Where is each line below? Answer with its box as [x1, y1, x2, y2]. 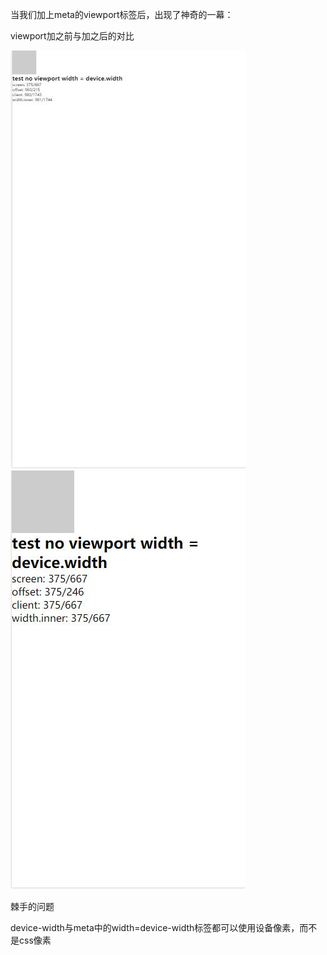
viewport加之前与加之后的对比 [10, 30, 135, 42]
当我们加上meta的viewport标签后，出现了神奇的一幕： [10, 9, 234, 20]
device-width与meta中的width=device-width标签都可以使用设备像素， [10, 922, 300, 933]
